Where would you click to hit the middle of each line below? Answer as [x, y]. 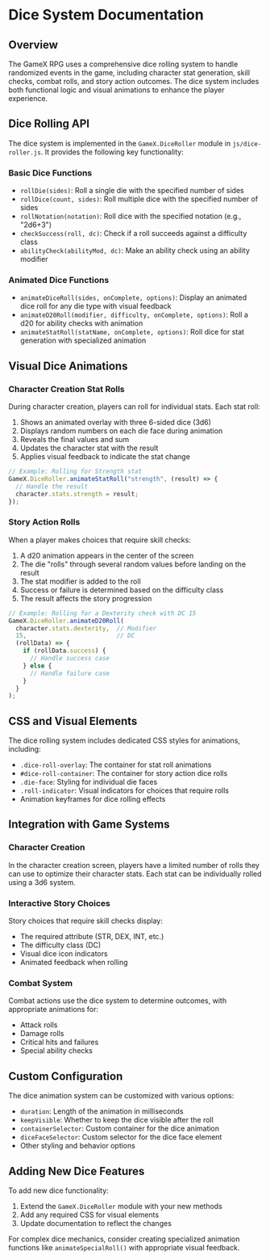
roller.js [25, 152]
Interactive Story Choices [59, 903]
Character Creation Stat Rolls [66, 389]
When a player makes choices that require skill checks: [100, 540]
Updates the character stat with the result [89, 448]
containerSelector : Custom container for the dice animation [120, 1128]
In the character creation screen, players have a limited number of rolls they [134, 865]
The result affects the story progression [86, 598]
